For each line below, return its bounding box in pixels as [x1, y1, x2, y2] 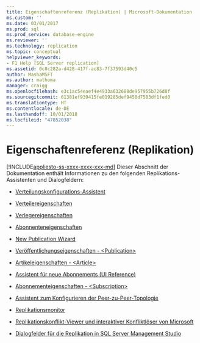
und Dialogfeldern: [37, 176, 84, 184]
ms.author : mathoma [6, 77, 56, 83]
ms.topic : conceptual [6, 49, 62, 55]
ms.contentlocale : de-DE [6, 105, 70, 112]
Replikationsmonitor [15, 306, 66, 314]
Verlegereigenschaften [15, 212, 73, 219]
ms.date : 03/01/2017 [6, 20, 59, 26]
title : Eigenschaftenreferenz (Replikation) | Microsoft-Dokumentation [6, 9, 192, 15]
